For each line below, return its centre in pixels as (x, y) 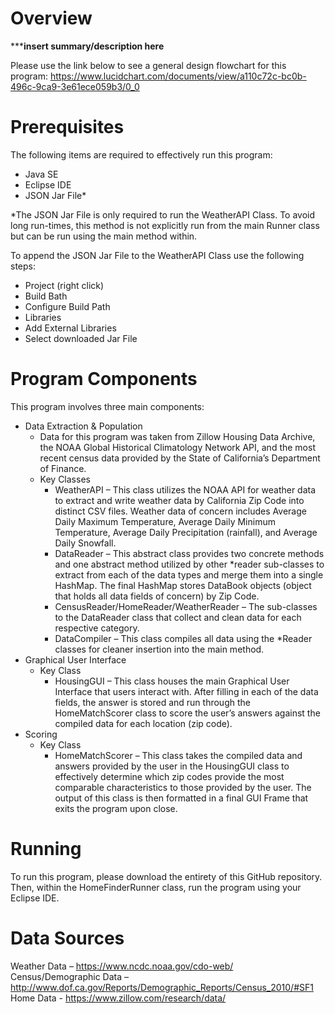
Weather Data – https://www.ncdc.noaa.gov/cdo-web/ (122, 966)
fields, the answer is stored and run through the (152, 702)
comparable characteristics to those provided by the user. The (183, 787)
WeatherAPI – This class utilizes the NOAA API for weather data (185, 489)
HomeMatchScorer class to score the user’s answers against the (187, 713)
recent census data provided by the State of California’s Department (180, 458)
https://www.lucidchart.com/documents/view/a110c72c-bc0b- (178, 76)
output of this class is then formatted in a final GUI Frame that (181, 798)
